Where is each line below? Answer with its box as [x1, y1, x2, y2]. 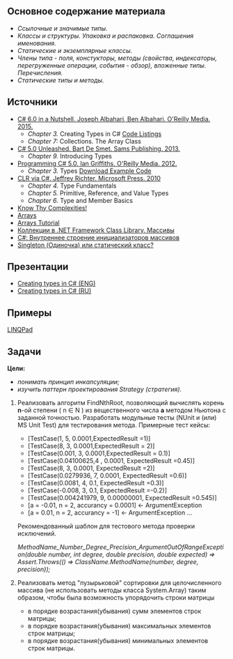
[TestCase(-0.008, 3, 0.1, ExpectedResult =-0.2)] [27, 486, 168, 494]
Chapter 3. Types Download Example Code [27, 167, 152, 175]
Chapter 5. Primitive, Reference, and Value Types [27, 188, 169, 197]
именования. [17, 38, 57, 47]
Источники [7, 96, 58, 108]
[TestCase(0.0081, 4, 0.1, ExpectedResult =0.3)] [27, 479, 165, 487]
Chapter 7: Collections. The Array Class [27, 137, 141, 145]
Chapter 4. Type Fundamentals [27, 181, 117, 190]
